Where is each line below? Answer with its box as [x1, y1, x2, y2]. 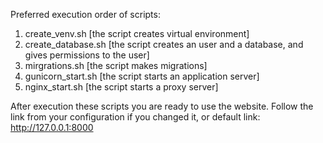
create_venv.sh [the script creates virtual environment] [24, 28, 250, 39]
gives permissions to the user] [24, 49, 150, 61]
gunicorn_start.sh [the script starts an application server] [24, 70, 260, 82]
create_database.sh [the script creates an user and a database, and [24, 39, 304, 50]
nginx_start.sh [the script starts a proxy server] [24, 81, 219, 93]
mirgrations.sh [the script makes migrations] [24, 60, 208, 71]
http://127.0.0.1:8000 [10, 122, 94, 133]
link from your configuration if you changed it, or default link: [10, 111, 261, 123]
